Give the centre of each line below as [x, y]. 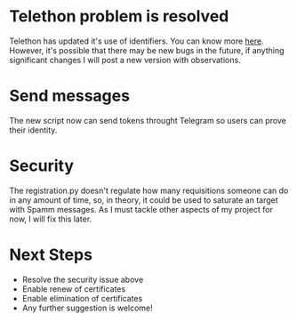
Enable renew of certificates [74, 289]
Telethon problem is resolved [119, 16]
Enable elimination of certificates [82, 298]
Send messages [70, 96]
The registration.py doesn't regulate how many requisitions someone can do [149, 190]
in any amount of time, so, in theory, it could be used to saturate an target [144, 200]
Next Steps [51, 254]
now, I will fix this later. [51, 219]
